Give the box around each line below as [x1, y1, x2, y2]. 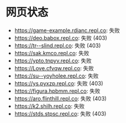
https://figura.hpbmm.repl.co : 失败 [14, 87, 101, 95]
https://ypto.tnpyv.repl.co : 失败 [14, 57, 92, 64]
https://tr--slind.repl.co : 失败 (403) [14, 42, 101, 49]
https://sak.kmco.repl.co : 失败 [14, 49, 90, 56]
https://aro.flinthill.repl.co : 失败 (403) [14, 95, 107, 102]
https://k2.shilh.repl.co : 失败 [14, 102, 85, 110]
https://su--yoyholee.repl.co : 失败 [14, 72, 99, 79]
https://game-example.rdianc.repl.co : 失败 [14, 27, 121, 34]
